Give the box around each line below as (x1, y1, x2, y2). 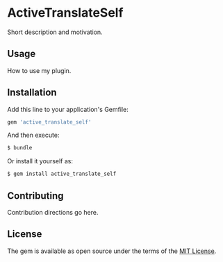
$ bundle (7, 145, 33, 152)
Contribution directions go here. (7, 208, 99, 216)
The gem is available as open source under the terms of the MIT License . (7, 247, 217, 255)
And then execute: (7, 131, 60, 140)
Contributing (7, 190, 64, 202)
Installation (7, 87, 57, 99)
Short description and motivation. (7, 28, 103, 36)
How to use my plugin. (7, 66, 72, 74)
